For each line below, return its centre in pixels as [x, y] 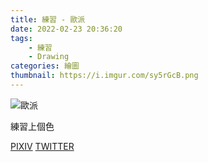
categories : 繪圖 [45, 66]
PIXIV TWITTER [42, 146]
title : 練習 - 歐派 [48, 19]
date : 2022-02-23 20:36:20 [66, 29]
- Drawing [49, 57]
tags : [21, 38]
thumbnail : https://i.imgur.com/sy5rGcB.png [104, 76]
